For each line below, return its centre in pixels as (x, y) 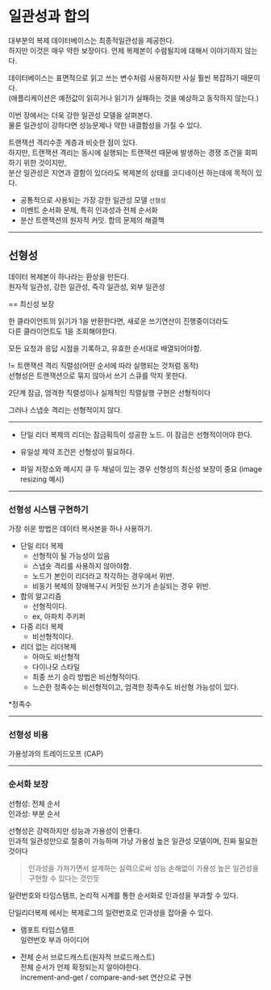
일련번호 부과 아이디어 (55, 940)
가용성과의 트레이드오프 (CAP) (56, 754)
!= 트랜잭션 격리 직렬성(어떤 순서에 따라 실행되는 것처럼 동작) (104, 365)
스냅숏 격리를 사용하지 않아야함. (81, 566)
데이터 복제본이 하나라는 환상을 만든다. (69, 276)
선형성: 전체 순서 (34, 803)
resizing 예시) (42, 479)
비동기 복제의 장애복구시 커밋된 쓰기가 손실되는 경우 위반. (121, 586)
